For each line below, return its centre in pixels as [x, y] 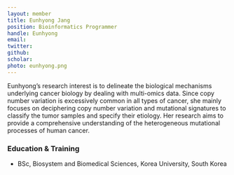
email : [17, 40]
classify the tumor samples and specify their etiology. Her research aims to [116, 115]
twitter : [20, 46]
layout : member [29, 14]
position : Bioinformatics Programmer [62, 27]
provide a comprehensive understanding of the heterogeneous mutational [114, 122]
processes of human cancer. [48, 130]
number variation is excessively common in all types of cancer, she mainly [115, 100]
